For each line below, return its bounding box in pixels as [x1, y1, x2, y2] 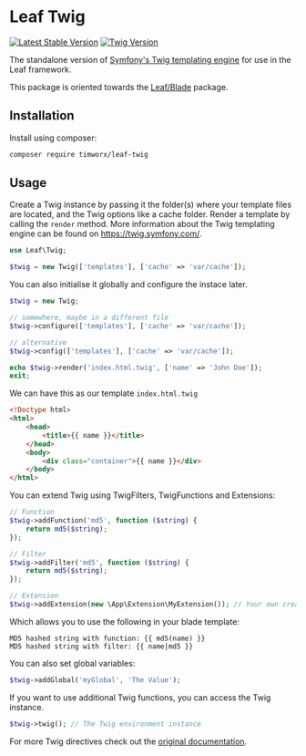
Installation [9, 108, 75, 124]
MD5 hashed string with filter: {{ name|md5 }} [9, 641, 194, 651]
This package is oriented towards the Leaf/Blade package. [9, 81, 229, 92]
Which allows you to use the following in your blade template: [9, 616, 240, 627]
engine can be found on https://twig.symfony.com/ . [9, 228, 202, 239]
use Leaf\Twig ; [9, 246, 67, 255]
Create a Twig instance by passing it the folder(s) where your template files [9, 199, 292, 211]
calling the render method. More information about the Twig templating [9, 219, 275, 230]
